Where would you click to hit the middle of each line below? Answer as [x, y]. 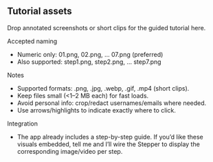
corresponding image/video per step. [70, 151]
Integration [22, 124]
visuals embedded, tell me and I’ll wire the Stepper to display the [109, 144]
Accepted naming [32, 41]
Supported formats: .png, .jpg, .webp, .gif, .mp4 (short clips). [103, 88]
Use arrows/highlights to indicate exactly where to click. [97, 110]
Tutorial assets [40, 11]
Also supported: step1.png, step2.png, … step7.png [89, 62]
